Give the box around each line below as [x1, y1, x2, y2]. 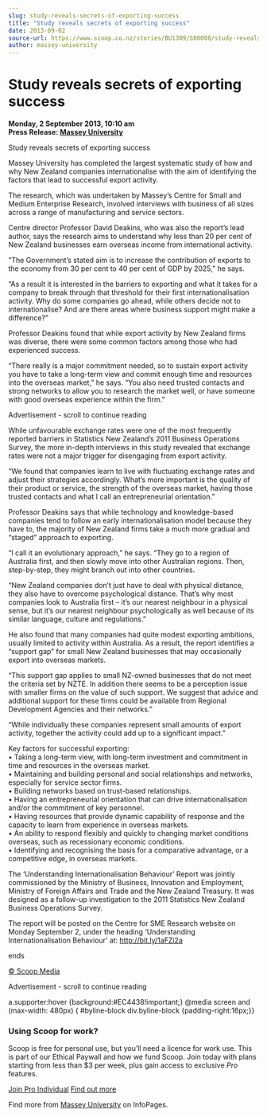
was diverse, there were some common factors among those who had [8, 337, 238, 347]
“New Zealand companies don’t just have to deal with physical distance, [8, 581, 244, 590]
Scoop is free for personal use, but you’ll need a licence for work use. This [8, 1044, 253, 1053]
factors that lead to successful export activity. [8, 175, 159, 185]
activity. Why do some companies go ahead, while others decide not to [8, 296, 241, 306]
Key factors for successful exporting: [8, 744, 130, 754]
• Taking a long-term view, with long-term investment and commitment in [8, 752, 249, 762]
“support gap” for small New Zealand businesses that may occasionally [8, 647, 242, 656]
